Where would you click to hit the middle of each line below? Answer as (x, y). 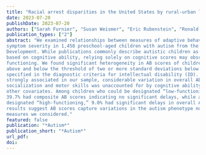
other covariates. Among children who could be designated (83, 92)
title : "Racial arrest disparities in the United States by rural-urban (101, 12)
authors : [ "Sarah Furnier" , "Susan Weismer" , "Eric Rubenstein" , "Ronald (103, 29)
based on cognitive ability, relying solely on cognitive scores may (97, 57)
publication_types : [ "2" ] (39, 35)
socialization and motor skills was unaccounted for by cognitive (93, 86)
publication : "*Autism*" (38, 126)
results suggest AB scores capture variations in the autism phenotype (100, 108)
